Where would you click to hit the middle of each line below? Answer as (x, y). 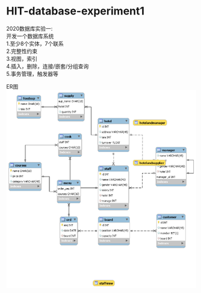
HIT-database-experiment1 (76, 11)
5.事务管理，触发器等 (32, 74)
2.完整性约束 (22, 51)
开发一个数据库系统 (30, 36)
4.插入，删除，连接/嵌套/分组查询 (48, 66)
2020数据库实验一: (29, 28)
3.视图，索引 (22, 58)
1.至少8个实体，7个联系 (35, 43)
